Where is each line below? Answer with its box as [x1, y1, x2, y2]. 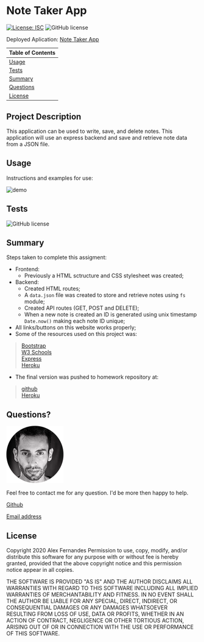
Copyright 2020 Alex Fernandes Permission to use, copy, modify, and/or [6, 547, 188, 554]
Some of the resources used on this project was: [15, 330, 138, 338]
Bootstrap [21, 342, 46, 349]
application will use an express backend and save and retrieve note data [6, 134, 188, 141]
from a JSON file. [6, 141, 50, 148]
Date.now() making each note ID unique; [24, 318, 125, 325]
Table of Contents [9, 49, 56, 57]
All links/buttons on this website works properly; [15, 324, 136, 331]
